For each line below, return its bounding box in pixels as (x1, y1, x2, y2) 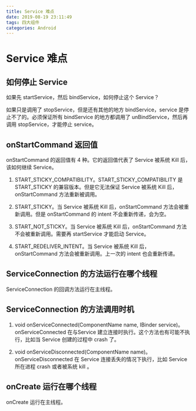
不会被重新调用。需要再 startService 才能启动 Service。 (14, 230, 150, 237)
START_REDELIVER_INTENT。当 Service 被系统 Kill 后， (14, 243, 150, 250)
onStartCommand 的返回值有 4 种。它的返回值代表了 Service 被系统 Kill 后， (6, 157, 191, 164)
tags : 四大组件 (6, 19, 40, 25)
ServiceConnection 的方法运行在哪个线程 (6, 269, 158, 279)
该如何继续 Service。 (6, 164, 57, 171)
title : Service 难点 (6, 8, 55, 15)
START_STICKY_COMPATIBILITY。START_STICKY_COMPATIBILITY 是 (14, 176, 183, 184)
